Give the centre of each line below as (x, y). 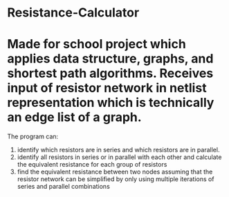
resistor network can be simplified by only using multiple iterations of (116, 179)
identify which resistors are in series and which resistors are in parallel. (118, 150)
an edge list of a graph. (74, 117)
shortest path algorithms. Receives (110, 73)
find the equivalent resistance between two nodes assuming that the (115, 172)
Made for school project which (97, 44)
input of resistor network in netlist (107, 88)
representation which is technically (111, 103)
